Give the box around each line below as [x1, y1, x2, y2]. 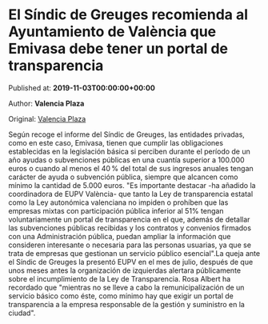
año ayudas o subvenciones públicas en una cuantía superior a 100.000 [8, 154, 246, 165]
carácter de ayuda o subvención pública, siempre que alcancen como [8, 172, 238, 182]
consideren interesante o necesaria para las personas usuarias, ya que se [8, 240, 252, 250]
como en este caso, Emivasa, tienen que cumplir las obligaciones [8, 138, 224, 147]
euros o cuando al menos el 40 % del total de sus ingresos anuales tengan [8, 163, 254, 173]
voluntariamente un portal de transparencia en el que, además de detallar [8, 214, 250, 224]
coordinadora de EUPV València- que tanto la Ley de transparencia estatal [8, 189, 254, 198]
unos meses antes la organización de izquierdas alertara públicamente [8, 266, 242, 275]
